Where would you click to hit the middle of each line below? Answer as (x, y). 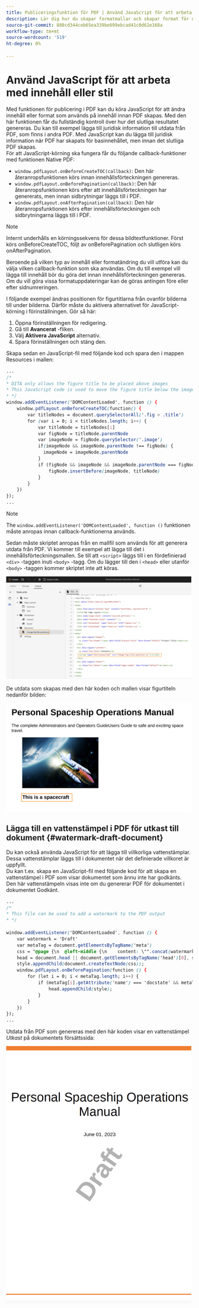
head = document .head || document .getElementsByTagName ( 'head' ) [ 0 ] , (103, 958)
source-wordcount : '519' (37, 38)
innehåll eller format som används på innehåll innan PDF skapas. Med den (96, 115)
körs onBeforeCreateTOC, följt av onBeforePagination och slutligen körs (94, 244)
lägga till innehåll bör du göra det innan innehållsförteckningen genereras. (96, 274)
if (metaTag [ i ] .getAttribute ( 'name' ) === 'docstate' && (108, 983)
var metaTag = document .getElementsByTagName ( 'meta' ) (84, 945)
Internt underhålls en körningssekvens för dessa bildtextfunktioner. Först (95, 238)
